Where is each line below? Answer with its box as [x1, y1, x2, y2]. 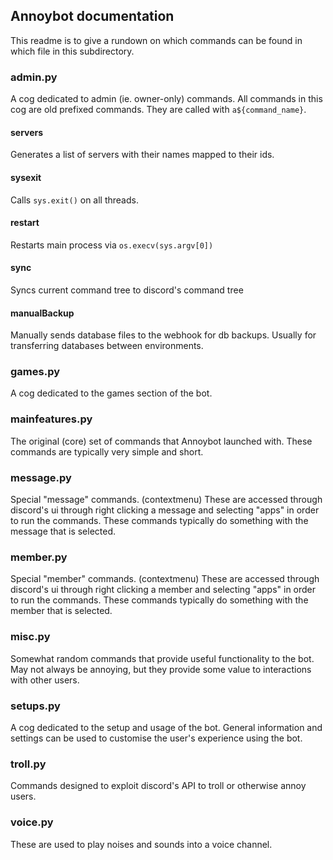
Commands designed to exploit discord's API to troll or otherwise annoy [10, 780, 307, 792]
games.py [10, 365, 61, 379]
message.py [10, 470, 72, 484]
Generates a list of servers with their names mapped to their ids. [10, 149, 275, 161]
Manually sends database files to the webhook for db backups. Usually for [10, 329, 317, 341]
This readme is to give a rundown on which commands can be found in [10, 34, 303, 46]
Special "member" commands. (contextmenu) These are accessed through [10, 573, 320, 585]
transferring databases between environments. [10, 340, 204, 352]
